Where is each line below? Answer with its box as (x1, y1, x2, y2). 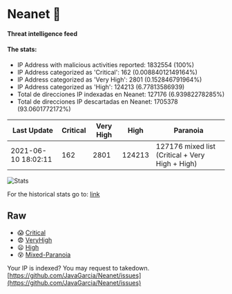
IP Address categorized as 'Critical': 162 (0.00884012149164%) (17, 68, 198, 76)
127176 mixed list (155, 141, 216, 151)
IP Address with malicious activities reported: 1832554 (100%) (17, 60, 195, 68)
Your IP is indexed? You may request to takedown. (7, 264, 150, 272)
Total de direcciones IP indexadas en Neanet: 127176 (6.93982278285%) (17, 90, 225, 98)
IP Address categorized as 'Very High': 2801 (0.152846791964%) (17, 75, 202, 84)
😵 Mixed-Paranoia (17, 250, 71, 259)
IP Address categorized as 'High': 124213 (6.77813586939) (17, 82, 185, 91)
